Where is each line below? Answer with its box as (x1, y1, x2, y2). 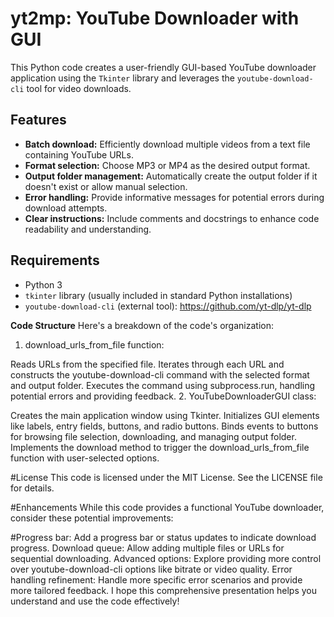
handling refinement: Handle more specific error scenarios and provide (10, 573, 303, 586)
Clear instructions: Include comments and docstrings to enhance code (24, 212, 320, 224)
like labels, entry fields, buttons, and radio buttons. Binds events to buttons (10, 420, 319, 432)
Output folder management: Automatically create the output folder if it (24, 170, 318, 182)
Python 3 (24, 278, 63, 291)
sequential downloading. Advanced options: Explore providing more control (10, 552, 322, 564)
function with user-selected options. (10, 452, 160, 464)
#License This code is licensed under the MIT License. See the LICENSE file (10, 471, 323, 483)
